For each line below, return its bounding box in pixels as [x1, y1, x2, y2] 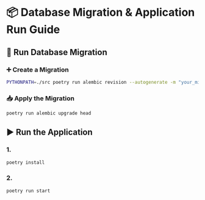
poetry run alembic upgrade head [6, 110, 92, 117]
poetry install [6, 159, 45, 166]
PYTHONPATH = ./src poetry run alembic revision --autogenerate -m [6, 79, 176, 85]
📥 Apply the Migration [6, 94, 75, 102]
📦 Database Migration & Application [6, 6, 195, 20]
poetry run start [6, 188, 51, 194]
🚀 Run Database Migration [6, 47, 108, 57]
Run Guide [6, 23, 60, 37]
